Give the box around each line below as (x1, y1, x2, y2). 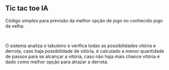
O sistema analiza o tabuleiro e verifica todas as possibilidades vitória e (5, 43, 156, 49)
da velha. (5, 23, 25, 29)
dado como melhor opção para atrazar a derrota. (5, 58, 109, 65)
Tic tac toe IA (5, 4, 49, 13)
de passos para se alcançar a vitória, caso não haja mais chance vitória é (5, 53, 160, 59)
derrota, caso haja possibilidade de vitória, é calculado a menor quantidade (5, 48, 164, 54)
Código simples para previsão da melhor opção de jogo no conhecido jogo (5, 17, 163, 23)
